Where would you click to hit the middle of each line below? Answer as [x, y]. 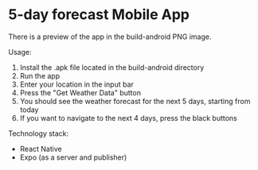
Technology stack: [39, 133]
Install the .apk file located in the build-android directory [112, 67]
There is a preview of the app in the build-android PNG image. [110, 37]
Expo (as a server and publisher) [73, 157]
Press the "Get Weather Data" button [80, 92]
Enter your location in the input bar [76, 84]
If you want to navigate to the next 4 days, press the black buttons [128, 118]
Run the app [40, 75]
